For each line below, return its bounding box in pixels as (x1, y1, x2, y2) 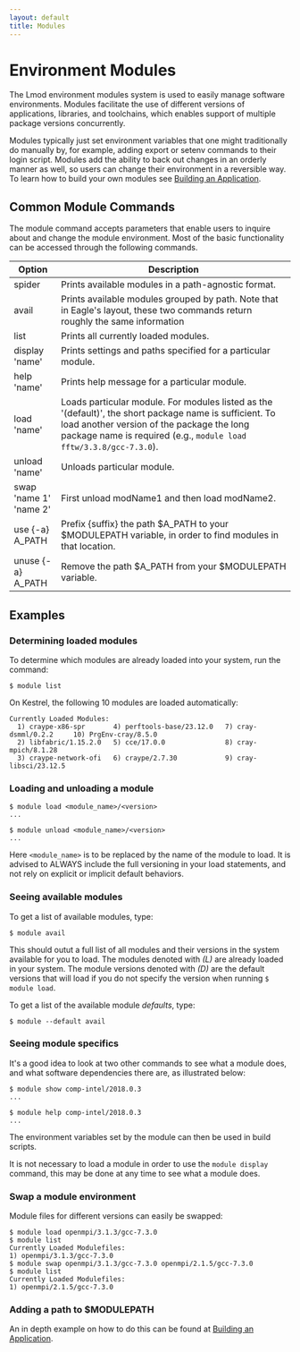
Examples (9, 608, 65, 623)
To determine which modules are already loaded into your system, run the (9, 654, 281, 665)
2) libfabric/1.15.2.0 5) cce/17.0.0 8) (17, 737, 234, 747)
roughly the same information (61, 315, 185, 327)
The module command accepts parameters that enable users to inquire (9, 223, 271, 234)
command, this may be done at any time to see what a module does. (9, 1168, 261, 1178)
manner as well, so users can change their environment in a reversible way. (9, 164, 287, 174)
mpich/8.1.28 (9, 745, 58, 754)
